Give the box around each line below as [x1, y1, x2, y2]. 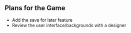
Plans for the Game [4, 4, 65, 12]
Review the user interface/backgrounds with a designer [11, 22, 126, 28]
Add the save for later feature [11, 17, 73, 23]
